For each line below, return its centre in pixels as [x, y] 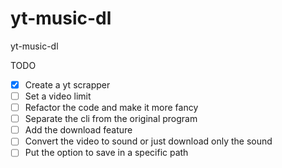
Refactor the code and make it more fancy [111, 108]
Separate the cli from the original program [111, 119]
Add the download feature [78, 130]
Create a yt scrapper [67, 84]
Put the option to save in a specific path [106, 153]
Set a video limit [58, 96]
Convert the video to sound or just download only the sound [148, 141]
